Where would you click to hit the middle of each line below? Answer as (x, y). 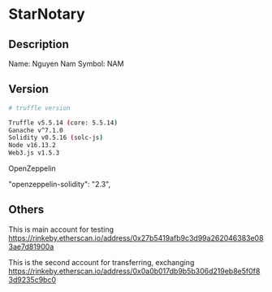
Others (26, 209)
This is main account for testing (61, 229)
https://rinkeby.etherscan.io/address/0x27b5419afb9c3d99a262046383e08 (136, 238)
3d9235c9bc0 (32, 279)
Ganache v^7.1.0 (36, 130)
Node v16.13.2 (32, 146)
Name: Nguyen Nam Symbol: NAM (66, 63)
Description (39, 44)
